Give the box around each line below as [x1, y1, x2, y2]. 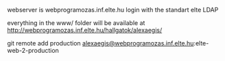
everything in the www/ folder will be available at [7, 19, 145, 26]
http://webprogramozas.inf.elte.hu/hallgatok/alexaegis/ [7, 26, 163, 34]
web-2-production [7, 47, 60, 54]
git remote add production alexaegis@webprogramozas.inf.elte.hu [7, 39, 194, 47]
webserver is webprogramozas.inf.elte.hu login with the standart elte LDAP [7, 6, 219, 14]
